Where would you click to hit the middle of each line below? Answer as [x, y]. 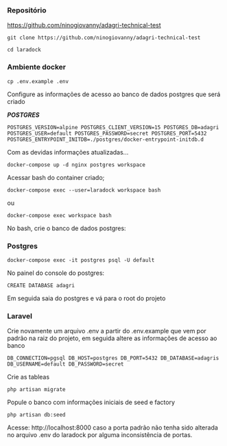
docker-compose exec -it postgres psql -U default [81, 260]
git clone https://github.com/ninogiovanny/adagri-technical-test [104, 38]
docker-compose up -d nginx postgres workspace [76, 165]
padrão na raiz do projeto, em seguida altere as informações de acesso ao [112, 338]
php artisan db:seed [37, 415]
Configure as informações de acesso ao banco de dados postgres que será [114, 94]
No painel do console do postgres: [56, 273]
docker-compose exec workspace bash [59, 215]
